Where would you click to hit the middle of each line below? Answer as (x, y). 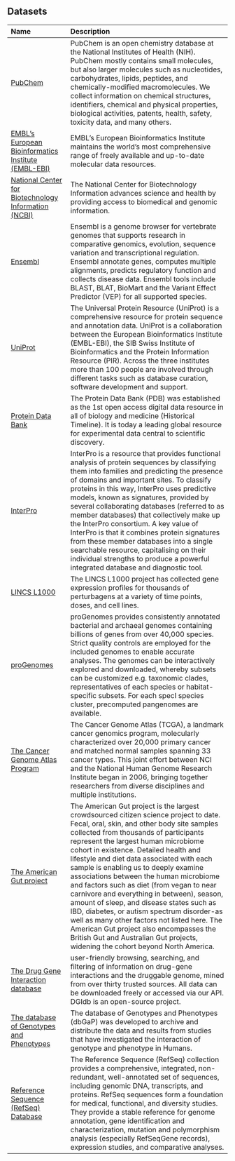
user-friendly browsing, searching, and (135, 958)
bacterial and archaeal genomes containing (141, 625)
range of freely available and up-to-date (137, 155)
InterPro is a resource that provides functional (145, 453)
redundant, (88, 1077)
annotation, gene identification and (128, 1120)
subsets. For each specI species (151, 695)
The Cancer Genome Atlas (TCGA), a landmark (147, 724)
